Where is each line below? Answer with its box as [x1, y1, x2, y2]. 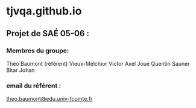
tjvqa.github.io [6, 4, 82, 18]
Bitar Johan [6, 66, 35, 74]
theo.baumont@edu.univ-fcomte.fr [6, 95, 93, 103]
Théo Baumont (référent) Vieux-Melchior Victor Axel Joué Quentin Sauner [6, 60, 190, 67]
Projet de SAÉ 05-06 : [6, 28, 89, 39]
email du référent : [6, 81, 62, 90]
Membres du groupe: [6, 46, 69, 55]
